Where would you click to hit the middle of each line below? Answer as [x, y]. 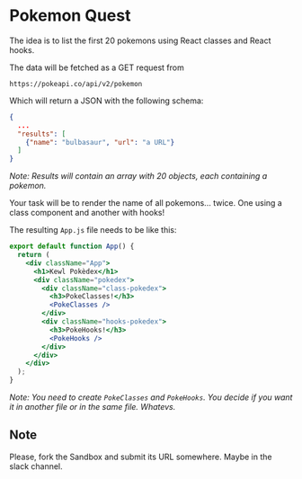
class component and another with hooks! [87, 213]
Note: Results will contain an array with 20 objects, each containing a [138, 176]
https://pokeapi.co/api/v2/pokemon [76, 84]
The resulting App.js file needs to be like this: [93, 230]
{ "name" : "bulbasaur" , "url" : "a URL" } [100, 142]
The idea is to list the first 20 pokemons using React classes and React [140, 40]
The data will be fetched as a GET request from [97, 67]
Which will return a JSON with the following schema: [107, 101]
